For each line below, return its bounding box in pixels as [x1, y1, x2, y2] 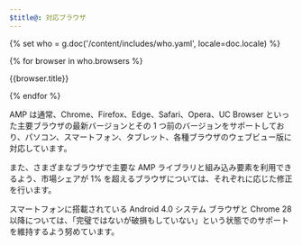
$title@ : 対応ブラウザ [9, 13, 87, 23]
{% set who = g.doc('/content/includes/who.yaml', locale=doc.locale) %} [9, 38, 281, 49]
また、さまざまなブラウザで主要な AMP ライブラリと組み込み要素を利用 [9, 161, 277, 172]
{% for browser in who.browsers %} [9, 55, 143, 66]
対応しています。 [9, 142, 72, 153]
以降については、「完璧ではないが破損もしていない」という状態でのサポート [9, 214, 289, 225]
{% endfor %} [9, 90, 61, 101]
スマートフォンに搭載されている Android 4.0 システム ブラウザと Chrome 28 [9, 204, 292, 214]
